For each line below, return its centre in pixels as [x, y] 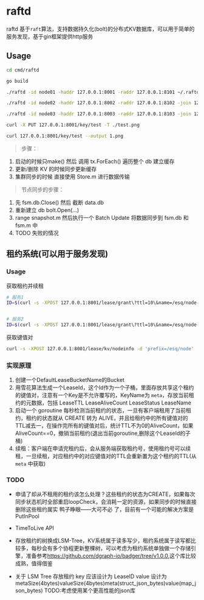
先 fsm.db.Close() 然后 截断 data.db [59, 202]
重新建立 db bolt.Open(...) [47, 210]
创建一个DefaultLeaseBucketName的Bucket [70, 380]
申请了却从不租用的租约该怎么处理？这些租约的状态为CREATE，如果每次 [105, 494]
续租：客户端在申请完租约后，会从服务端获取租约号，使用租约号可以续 [103, 448]
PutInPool [27, 516]
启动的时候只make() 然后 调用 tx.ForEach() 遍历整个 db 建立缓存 [95, 161]
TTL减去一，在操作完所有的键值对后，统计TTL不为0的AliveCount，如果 [104, 426]
